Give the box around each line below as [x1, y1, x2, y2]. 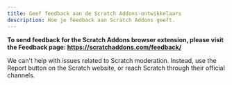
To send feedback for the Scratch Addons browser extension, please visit [7, 35, 224, 44]
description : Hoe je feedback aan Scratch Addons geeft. [7, 17, 176, 23]
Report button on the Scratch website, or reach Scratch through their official [7, 64, 226, 72]
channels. [7, 70, 35, 79]
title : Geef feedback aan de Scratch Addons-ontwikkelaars [7, 10, 182, 17]
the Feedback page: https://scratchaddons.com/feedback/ [7, 43, 182, 51]
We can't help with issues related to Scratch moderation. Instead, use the [7, 56, 217, 64]
